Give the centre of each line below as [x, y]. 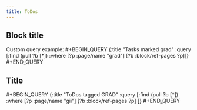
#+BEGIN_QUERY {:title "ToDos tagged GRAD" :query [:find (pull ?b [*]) [92, 95]
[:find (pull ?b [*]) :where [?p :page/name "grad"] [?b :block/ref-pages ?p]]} [98, 56]
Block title [25, 36]
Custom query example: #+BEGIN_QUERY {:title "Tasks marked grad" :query [98, 49]
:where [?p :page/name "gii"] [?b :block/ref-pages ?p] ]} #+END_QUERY [93, 101]
